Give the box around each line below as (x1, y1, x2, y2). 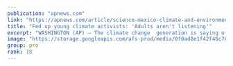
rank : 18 (7, 49, 33, 56)
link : (7, 16, 23, 23)
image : (7, 36, 26, 43)
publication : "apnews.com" (7, 10, 85, 17)
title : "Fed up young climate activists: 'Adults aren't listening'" (7, 23, 213, 30)
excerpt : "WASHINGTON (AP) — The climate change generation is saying (7, 29, 218, 36)
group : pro (7, 42, 39, 49)
